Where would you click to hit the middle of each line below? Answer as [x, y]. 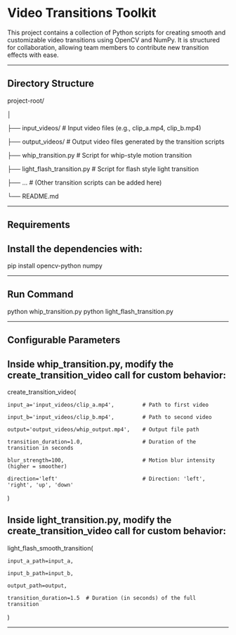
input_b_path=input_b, [40, 573]
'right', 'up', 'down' [40, 485]
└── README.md [33, 196]
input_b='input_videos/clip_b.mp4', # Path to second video [110, 417]
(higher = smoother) [38, 466]
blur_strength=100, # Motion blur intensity [111, 460]
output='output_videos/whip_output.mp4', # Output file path [103, 429]
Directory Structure [51, 83]
